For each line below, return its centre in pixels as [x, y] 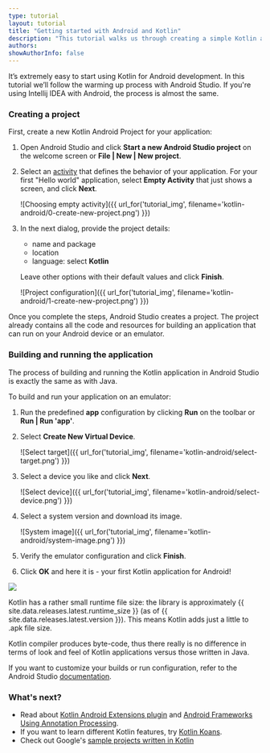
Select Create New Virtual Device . [78, 436]
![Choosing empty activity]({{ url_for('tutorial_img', [103, 204]
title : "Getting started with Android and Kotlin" [95, 31]
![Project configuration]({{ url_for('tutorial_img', [98, 293]
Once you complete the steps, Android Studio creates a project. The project [134, 317]
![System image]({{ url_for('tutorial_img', [86, 531]
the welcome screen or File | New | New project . [100, 156]
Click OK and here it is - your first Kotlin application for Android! [125, 571]
